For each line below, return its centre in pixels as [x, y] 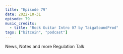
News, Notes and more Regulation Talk [45, 46]
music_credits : [21, 23]
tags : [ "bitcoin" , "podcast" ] [36, 32]
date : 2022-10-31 [23, 14]
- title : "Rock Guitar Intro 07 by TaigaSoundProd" [64, 28]
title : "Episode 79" [27, 10]
